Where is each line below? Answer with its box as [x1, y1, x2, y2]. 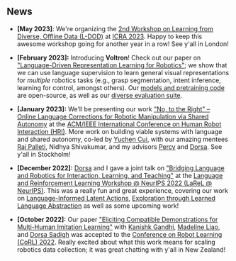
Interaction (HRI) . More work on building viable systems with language [16, 127, 223, 135]
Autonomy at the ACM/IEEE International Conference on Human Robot [16, 120, 222, 128]
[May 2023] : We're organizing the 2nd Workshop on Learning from [16, 24, 213, 33]
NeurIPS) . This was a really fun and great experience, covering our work [16, 186, 228, 194]
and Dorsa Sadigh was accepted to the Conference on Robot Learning [16, 230, 223, 238]
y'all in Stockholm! [16, 150, 71, 158]
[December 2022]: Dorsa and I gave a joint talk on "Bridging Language [16, 163, 225, 172]
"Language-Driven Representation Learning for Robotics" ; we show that [16, 60, 227, 70]
